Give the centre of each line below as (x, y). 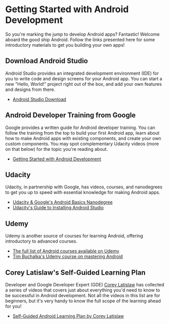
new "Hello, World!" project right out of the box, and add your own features (83, 84)
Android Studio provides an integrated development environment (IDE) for (82, 73)
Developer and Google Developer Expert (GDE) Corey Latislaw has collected (85, 285)
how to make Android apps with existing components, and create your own (83, 138)
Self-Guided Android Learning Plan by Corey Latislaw (68, 316)
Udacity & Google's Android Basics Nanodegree (62, 202)
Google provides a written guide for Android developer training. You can (80, 127)
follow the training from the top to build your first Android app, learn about (82, 133)
